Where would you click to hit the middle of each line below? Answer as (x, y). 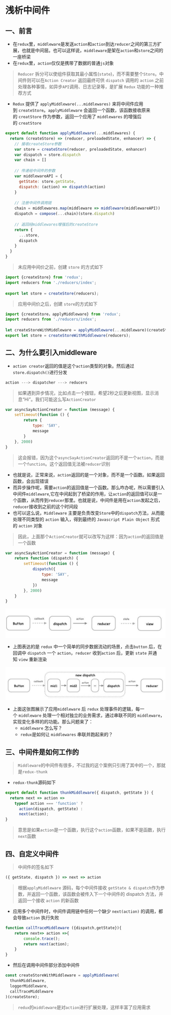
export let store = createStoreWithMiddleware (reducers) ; (68, 335)
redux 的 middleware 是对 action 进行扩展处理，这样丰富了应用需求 (84, 1007)
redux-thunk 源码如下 (34, 782)
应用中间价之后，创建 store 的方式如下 (58, 304)
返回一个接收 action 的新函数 (48, 900)
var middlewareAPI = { (38, 176)
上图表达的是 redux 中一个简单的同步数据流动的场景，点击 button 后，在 (87, 646)
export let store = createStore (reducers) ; (52, 293)
